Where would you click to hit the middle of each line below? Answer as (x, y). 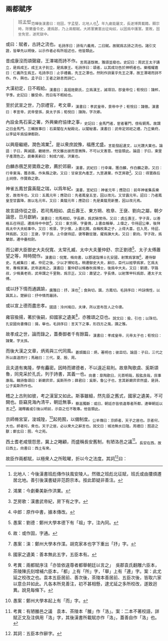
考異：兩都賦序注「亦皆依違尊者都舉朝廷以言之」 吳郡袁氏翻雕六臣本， (86, 565)
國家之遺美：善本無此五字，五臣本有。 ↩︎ (55, 554)
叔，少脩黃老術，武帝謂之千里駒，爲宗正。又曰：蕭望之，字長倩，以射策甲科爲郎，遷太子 (82, 273)
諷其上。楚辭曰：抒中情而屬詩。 (33, 296)
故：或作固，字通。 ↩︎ (35, 533)
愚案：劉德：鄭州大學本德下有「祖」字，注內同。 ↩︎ (66, 522)
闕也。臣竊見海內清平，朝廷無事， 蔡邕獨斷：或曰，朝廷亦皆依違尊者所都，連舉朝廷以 (84, 403)
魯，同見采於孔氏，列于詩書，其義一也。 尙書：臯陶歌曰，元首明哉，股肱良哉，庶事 (84, 374)
